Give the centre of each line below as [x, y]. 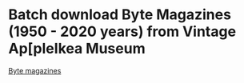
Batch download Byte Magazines [120, 15]
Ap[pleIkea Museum [77, 49]
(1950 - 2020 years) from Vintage [122, 32]
